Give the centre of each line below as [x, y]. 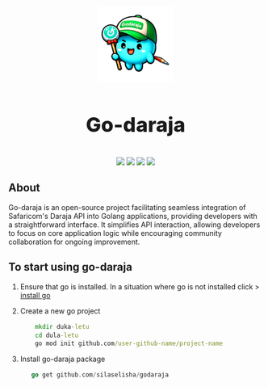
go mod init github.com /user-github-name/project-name [129, 344]
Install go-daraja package [63, 359]
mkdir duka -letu [62, 326]
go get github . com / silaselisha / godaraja [100, 375]
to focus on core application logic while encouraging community [115, 233]
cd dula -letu [57, 335]
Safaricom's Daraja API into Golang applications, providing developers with [133, 216]
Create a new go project [60, 311]
